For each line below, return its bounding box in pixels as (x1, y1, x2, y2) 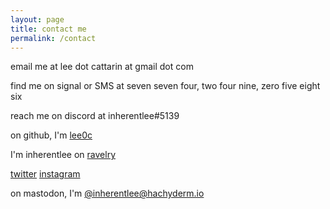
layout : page (10, 14, 65, 25)
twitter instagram (10, 168, 81, 180)
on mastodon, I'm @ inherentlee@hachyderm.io (10, 187, 205, 200)
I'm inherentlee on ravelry (10, 149, 117, 161)
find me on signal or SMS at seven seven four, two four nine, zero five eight (10, 80, 321, 92)
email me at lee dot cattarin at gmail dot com (10, 61, 194, 73)
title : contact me (10, 24, 87, 34)
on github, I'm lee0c (10, 129, 93, 141)
